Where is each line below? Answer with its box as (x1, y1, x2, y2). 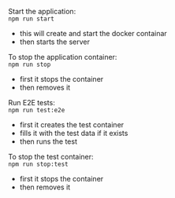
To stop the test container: (8, 152, 94, 161)
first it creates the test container (19, 120, 125, 129)
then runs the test (19, 137, 77, 146)
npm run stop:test (8, 160, 69, 168)
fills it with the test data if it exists (19, 129, 128, 137)
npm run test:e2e (8, 106, 65, 114)
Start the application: (8, 7, 76, 16)
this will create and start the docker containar (19, 29, 167, 38)
